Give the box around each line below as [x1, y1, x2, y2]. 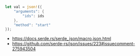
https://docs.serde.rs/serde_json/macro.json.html [12, 36, 111, 42]
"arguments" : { [14, 9, 45, 14]
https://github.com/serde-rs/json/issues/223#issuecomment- [12, 41, 136, 47]
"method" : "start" [14, 22, 51, 28]
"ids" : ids [22, 14, 45, 18]
